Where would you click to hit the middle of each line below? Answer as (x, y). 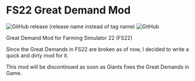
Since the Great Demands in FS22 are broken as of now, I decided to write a (97, 49)
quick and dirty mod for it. (37, 55)
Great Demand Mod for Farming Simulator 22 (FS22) (69, 38)
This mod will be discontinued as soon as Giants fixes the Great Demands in (97, 67)
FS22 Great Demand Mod (68, 10)
